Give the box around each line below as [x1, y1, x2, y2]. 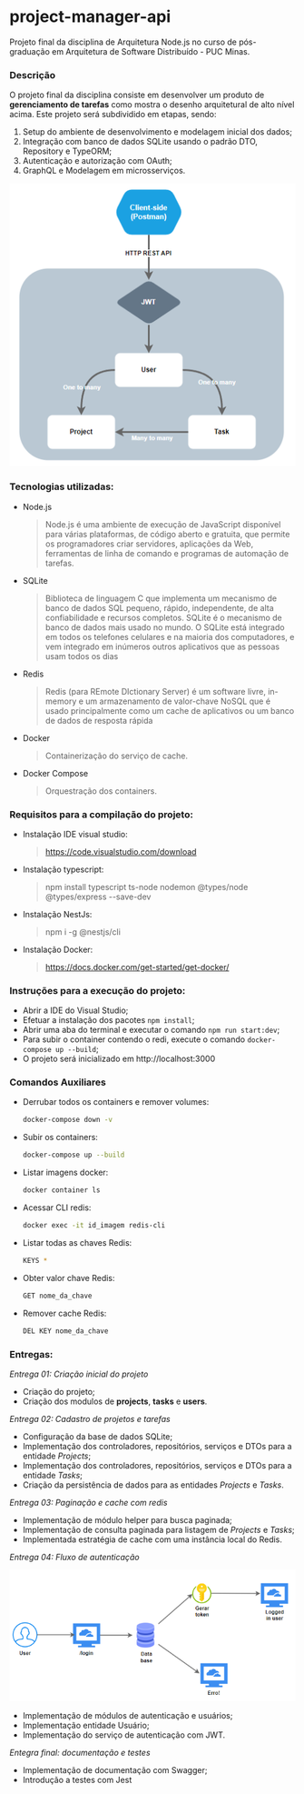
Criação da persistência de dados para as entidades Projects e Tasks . [22, 1479, 284, 1490]
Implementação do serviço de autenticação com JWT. [22, 1729, 225, 1740]
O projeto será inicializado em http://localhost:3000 [22, 1053, 216, 1065]
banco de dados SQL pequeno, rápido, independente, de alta [44, 602, 274, 613]
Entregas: [9, 1348, 54, 1360]
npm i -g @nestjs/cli [44, 926, 121, 937]
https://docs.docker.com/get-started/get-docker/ [44, 961, 230, 972]
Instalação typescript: [22, 864, 104, 875]
